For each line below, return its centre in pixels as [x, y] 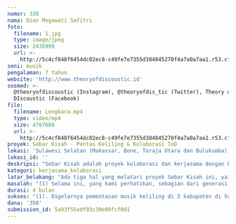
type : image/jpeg [39, 40]
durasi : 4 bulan [31, 190]
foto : [15, 27]
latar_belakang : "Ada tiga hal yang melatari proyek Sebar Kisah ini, [113, 177]
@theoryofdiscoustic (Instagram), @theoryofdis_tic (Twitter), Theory [119, 92]
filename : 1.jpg [37, 33]
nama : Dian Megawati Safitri [50, 20]
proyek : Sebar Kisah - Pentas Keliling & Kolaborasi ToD [92, 145]
